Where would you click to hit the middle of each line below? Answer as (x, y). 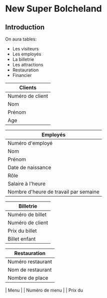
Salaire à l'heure (27, 184)
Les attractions (28, 65)
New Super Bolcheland (53, 9)
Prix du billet (22, 231)
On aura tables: (21, 39)
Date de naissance (29, 167)
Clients (28, 88)
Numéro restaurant (30, 262)
